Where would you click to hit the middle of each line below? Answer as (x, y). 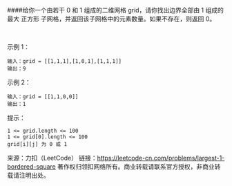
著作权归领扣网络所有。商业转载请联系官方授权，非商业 (136, 167)
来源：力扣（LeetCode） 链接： (52, 158)
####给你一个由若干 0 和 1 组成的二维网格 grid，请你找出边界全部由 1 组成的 (116, 10)
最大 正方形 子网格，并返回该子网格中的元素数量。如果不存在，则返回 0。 (112, 19)
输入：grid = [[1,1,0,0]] (43, 97)
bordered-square (32, 167)
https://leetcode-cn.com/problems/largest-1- (161, 158)
